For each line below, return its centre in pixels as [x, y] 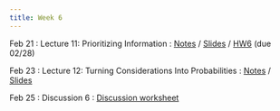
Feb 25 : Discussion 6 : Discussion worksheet [94, 97]
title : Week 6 [36, 18]
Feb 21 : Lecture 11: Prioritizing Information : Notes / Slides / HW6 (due [140, 43]
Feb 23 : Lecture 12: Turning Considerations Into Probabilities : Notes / [140, 70]
